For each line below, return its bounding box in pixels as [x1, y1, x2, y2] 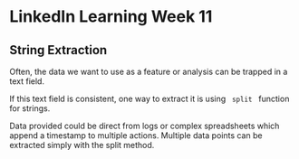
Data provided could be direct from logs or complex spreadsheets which [9, 120, 280, 131]
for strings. [9, 103, 51, 114]
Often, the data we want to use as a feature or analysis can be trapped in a [9, 66, 288, 77]
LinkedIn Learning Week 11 [9, 6, 213, 27]
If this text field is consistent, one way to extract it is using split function [9, 93, 290, 104]
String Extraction [9, 42, 108, 58]
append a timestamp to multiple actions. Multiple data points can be [9, 130, 263, 141]
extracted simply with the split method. [9, 140, 155, 150]
